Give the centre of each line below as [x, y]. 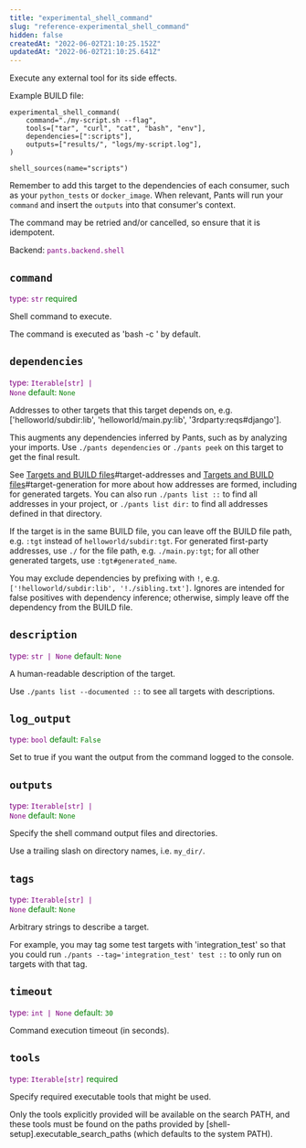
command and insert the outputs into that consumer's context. [122, 205]
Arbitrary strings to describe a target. [79, 927]
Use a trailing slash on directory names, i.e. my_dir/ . [107, 851]
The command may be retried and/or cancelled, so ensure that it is [135, 223]
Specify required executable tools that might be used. [111, 1096]
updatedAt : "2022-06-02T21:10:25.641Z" [85, 52]
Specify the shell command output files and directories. [114, 833]
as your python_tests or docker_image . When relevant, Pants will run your [147, 195]
